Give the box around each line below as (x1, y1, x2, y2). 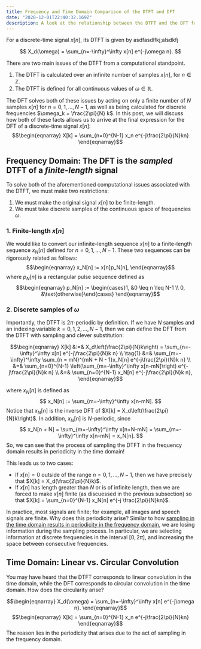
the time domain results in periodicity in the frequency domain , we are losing (6, 521, 195, 528)
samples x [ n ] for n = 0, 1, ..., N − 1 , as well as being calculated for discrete (6, 103, 187, 111)
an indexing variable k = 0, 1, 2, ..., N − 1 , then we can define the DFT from (6, 325, 187, 333)
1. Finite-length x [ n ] (6, 227, 65, 235)
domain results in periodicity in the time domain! (6, 447, 125, 455)
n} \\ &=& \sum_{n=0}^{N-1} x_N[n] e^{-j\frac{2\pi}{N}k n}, (48, 369, 193, 376)
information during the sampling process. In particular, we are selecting (6, 527, 182, 534)
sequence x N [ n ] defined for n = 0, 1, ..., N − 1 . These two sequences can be (6, 247, 190, 256)
